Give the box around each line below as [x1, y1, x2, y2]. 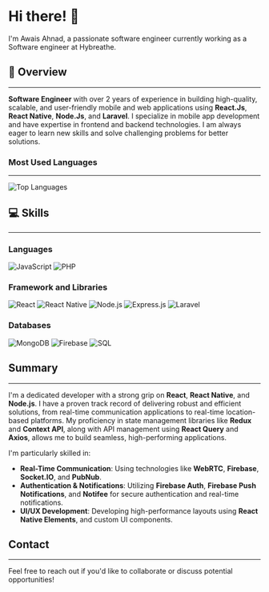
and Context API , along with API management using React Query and [8, 424, 239, 434]
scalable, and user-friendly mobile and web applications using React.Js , [8, 102, 247, 112]
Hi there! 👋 [8, 7, 80, 26]
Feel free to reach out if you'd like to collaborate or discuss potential [8, 566, 234, 576]
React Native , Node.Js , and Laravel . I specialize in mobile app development [8, 111, 260, 121]
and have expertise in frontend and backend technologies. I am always [8, 119, 242, 129]
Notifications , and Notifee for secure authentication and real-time [19, 489, 239, 498]
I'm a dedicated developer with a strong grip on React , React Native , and [8, 390, 251, 399]
